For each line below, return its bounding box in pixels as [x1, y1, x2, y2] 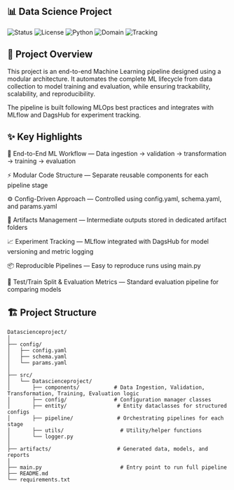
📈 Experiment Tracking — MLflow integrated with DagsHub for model [7, 238, 209, 246]
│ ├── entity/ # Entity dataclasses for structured [7, 403, 228, 410]
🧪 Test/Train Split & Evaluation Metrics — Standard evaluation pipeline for [7, 278, 219, 286]
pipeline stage [7, 181, 48, 190]
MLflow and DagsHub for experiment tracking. [7, 110, 142, 119]
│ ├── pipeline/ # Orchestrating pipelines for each [7, 415, 224, 422]
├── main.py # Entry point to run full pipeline [7, 464, 228, 471]
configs [7, 408, 30, 416]
